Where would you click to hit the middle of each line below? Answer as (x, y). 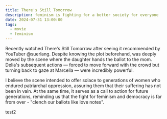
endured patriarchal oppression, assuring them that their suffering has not (83, 86)
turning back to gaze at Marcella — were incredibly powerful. (70, 70)
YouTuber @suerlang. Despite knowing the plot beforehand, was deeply (81, 54)
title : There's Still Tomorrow (39, 10)
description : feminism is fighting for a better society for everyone (82, 15)
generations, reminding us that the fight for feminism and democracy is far (83, 96)
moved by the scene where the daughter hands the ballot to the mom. (79, 59)
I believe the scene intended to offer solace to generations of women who (83, 80)
